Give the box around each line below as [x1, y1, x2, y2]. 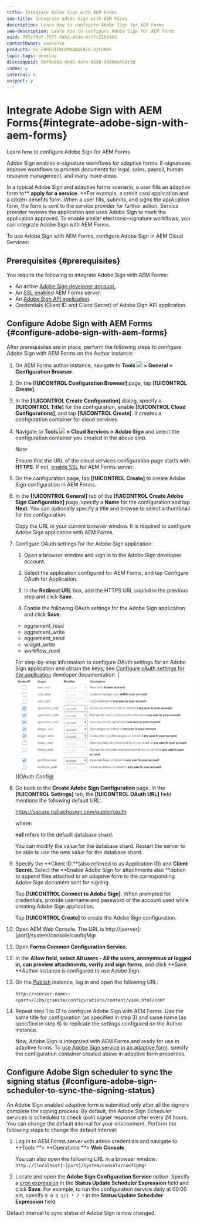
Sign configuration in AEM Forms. [15, 481, 97, 488]
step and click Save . [23, 593, 73, 600]
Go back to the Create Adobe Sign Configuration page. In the [15, 784, 166, 791]
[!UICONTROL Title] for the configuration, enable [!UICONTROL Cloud [15, 403, 186, 410]
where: [15, 820, 32, 827]
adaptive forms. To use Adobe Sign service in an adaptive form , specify [15, 1044, 189, 1051]
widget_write [23, 641, 55, 648]
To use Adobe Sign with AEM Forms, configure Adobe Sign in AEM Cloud [6, 232, 184, 239]
